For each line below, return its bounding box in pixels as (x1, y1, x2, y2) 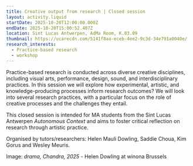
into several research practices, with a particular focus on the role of (6, 94, 172, 101)
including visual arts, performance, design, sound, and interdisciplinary (6, 75, 178, 82)
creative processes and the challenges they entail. (6, 99, 128, 107)
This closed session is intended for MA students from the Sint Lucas (6, 111, 171, 118)
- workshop (11, 52, 38, 58)
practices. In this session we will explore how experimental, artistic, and (6, 81, 180, 88)
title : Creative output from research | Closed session (6, 8, 145, 15)
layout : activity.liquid (6, 14, 67, 20)
